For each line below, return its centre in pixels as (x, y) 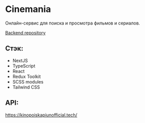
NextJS (20, 60)
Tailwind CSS (26, 87)
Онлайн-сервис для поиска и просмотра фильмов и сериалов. (73, 23)
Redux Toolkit (27, 76)
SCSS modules (28, 81)
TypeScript (24, 65)
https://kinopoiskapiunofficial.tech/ (41, 115)
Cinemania (28, 9)
